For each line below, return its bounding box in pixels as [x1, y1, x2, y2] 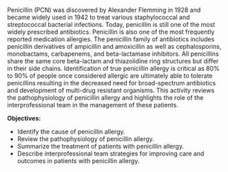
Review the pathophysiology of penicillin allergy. [17, 135, 155, 143]
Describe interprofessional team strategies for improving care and [17, 149, 205, 158]
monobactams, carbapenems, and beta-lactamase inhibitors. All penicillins [7, 50, 219, 58]
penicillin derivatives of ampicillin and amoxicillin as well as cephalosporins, [7, 43, 222, 50]
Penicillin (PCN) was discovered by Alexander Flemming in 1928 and [7, 6, 201, 14]
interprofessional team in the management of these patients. [7, 101, 179, 109]
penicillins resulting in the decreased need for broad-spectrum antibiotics [7, 79, 216, 87]
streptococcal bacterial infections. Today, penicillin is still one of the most [7, 21, 216, 28]
